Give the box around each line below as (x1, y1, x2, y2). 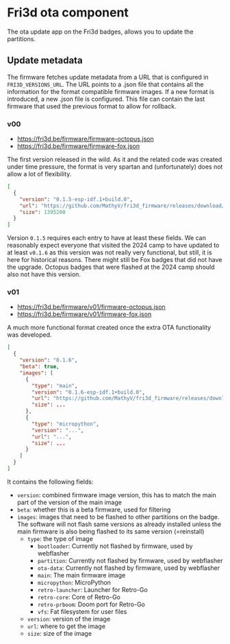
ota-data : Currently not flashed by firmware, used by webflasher (37, 564, 220, 572)
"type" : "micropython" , (31, 420, 99, 427)
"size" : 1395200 (19, 208, 66, 215)
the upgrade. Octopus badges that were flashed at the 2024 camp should (7, 263, 215, 272)
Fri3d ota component (7, 5, 129, 21)
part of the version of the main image (16, 498, 122, 506)
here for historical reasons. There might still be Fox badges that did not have (7, 256, 222, 264)
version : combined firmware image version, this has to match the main (16, 490, 217, 499)
